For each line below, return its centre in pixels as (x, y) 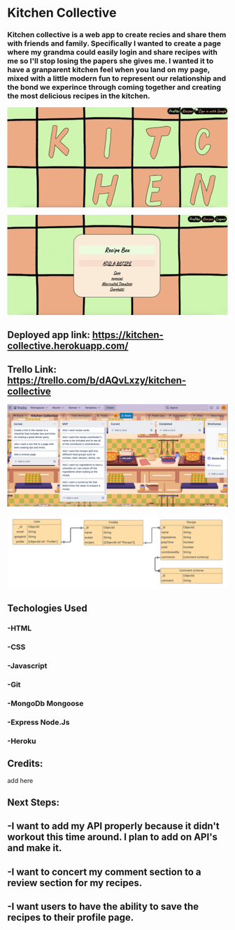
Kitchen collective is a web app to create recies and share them (117, 35)
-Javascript (27, 666)
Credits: (25, 764)
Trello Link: (32, 369)
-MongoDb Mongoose (45, 703)
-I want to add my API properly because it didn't (114, 826)
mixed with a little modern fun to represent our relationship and (116, 78)
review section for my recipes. (75, 883)
